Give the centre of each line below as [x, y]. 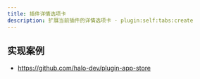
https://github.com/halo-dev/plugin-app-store [84, 68]
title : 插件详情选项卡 [37, 14]
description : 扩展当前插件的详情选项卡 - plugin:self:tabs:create [100, 20]
